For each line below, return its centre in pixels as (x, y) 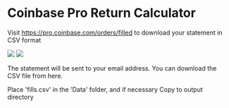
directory (20, 97)
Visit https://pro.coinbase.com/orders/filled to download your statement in (115, 32)
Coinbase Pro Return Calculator (101, 13)
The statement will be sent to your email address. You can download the (112, 68)
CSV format (24, 40)
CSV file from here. (35, 76)
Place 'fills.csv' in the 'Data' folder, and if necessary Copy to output (105, 89)
